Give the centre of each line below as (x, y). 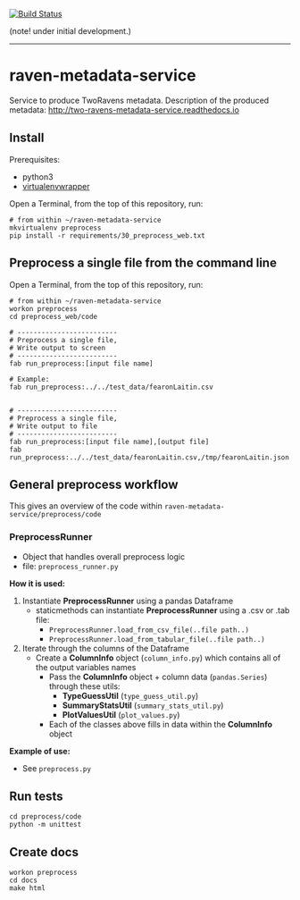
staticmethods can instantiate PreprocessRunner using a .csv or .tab (162, 610)
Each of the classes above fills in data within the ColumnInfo (160, 724)
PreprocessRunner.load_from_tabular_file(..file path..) (157, 639)
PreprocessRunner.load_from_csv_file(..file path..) (149, 630)
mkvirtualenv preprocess (55, 228)
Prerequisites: (35, 159)
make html (28, 888)
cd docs (24, 880)
